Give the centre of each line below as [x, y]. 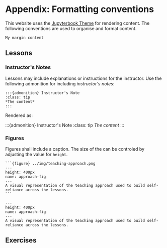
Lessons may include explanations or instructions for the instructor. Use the [83, 78]
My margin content [24, 38]
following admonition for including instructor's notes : [60, 83]
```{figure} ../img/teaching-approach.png [50, 163]
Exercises [21, 240]
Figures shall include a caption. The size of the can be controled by [75, 149]
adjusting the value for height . [36, 154]
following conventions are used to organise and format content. [71, 28]
